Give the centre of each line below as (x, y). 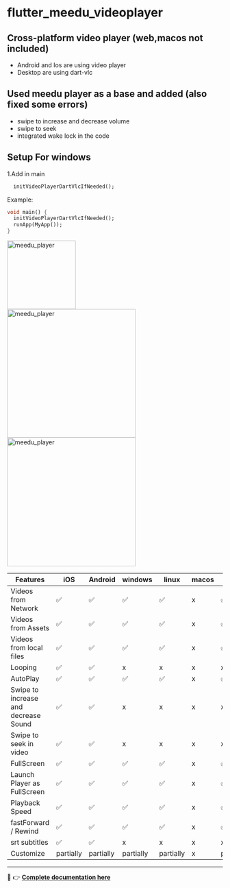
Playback (25, 803)
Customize (28, 853)
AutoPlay (25, 679)
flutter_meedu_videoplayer (85, 13)
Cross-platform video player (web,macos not (105, 38)
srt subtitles (29, 842)
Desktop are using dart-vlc (55, 72)
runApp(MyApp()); (38, 225)
